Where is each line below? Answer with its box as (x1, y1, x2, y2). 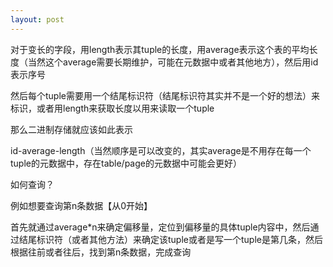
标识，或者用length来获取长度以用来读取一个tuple (10, 102, 215, 114)
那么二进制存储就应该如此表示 (10, 123, 133, 135)
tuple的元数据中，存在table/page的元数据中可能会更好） (10, 157, 242, 169)
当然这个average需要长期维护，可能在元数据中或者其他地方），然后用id (27, 56, 319, 68)
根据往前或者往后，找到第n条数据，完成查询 (10, 246, 192, 258)
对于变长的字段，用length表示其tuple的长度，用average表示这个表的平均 (10, 43, 310, 55)
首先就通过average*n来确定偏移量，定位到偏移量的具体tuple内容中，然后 (10, 221, 311, 233)
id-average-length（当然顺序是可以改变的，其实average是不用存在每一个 (10, 144, 312, 156)
